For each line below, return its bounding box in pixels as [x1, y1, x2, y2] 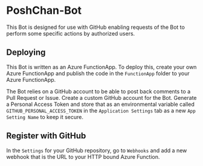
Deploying [6, 48, 46, 58]
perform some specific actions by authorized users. [6, 29, 135, 37]
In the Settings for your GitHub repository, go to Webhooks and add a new [6, 147, 187, 154]
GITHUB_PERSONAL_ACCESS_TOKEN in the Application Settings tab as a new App [6, 106, 196, 114]
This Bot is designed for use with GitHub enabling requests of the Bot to [6, 23, 185, 31]
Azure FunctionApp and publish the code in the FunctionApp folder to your [6, 70, 190, 77]
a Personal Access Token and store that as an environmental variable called [6, 100, 195, 108]
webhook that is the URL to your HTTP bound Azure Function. [6, 153, 160, 160]
